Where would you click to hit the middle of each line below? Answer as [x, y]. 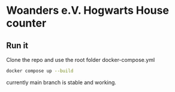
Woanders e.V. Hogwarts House [88, 11]
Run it [17, 45]
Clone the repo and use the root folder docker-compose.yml [81, 60]
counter [26, 23]
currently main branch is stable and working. [61, 82]
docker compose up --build [40, 71]
